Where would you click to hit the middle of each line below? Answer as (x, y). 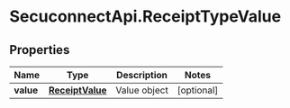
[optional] (198, 90)
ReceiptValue (77, 90)
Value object (142, 90)
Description (142, 75)
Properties (40, 50)
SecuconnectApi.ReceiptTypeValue (145, 17)
